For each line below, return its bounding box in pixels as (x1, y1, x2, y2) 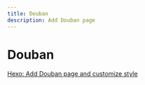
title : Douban (7, 10, 49, 17)
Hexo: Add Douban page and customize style (7, 70, 138, 78)
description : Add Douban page (7, 17, 96, 24)
